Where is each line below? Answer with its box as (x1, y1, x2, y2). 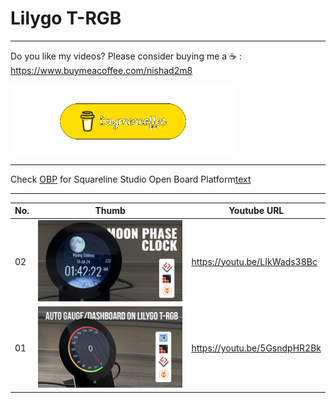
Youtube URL (228, 205, 285, 217)
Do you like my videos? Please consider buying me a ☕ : (10, 50, 242, 62)
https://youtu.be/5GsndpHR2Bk (191, 342, 322, 354)
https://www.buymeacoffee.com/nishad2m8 (10, 64, 193, 76)
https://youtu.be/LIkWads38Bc (191, 255, 318, 267)
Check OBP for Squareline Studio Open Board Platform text (10, 173, 252, 185)
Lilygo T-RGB (10, 7, 122, 30)
